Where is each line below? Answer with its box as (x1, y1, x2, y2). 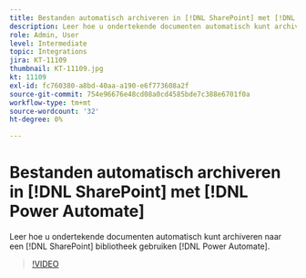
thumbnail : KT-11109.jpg (9, 65, 104, 74)
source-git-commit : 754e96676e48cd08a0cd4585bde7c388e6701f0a (9, 89, 250, 98)
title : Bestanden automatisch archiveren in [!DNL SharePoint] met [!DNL (9, 13, 296, 23)
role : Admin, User (9, 30, 79, 39)
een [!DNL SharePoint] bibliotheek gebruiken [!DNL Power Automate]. (9, 241, 270, 252)
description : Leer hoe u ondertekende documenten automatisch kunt (9, 22, 271, 31)
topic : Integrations (9, 47, 88, 57)
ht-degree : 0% (9, 115, 64, 124)
